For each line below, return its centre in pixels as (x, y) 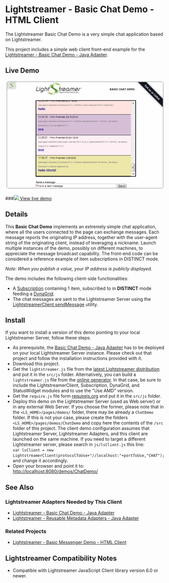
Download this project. (36, 364)
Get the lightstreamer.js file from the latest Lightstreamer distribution (86, 369)
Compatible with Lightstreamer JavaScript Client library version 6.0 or (85, 570)
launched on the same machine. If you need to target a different (79, 439)
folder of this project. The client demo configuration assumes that (81, 429)
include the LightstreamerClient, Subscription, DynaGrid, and (76, 385)
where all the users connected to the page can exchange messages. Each (82, 232)
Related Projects (26, 531)
